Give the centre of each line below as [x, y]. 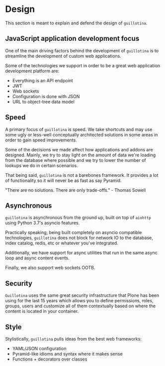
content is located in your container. [42, 311]
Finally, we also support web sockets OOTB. [50, 268]
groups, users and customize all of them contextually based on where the [80, 306]
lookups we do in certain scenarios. [41, 165]
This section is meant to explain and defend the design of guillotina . [76, 23]
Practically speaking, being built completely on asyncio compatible [74, 233]
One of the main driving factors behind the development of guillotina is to [82, 50]
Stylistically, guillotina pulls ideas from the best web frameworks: [73, 339]
